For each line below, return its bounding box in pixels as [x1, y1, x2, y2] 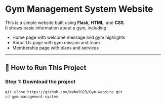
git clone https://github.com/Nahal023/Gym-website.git [5, 89, 123, 94]
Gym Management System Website [5, 3, 153, 15]
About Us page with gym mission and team [12, 39, 100, 45]
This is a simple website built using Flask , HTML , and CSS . [5, 20, 125, 26]
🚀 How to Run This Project [5, 64, 86, 72]
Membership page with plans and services [12, 45, 99, 51]
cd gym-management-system [5, 94, 58, 99]
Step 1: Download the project [5, 78, 76, 85]
